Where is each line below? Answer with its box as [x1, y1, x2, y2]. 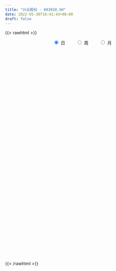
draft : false [5, 16, 32, 21]
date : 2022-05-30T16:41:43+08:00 [5, 12, 73, 17]
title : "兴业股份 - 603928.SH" [5, 7, 66, 12]
